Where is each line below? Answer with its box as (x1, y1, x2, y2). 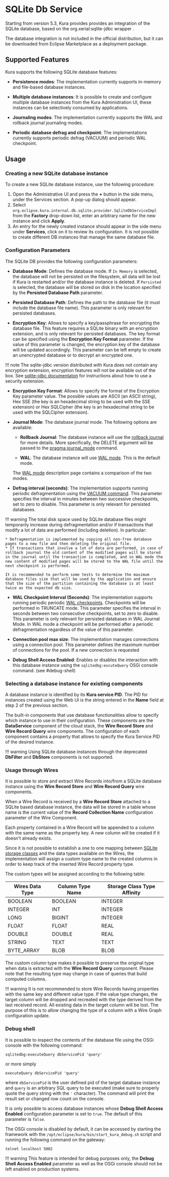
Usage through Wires (5, 766, 59, 773)
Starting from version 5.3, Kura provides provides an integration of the (5, 20, 150, 26)
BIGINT (52, 914, 69, 921)
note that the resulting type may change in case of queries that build (5, 971, 147, 977)
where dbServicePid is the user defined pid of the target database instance (5, 1080, 160, 1086)
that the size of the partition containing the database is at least (5, 581, 154, 586)
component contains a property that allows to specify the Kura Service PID (5, 733, 160, 740)
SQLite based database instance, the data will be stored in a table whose (5, 804, 156, 810)
